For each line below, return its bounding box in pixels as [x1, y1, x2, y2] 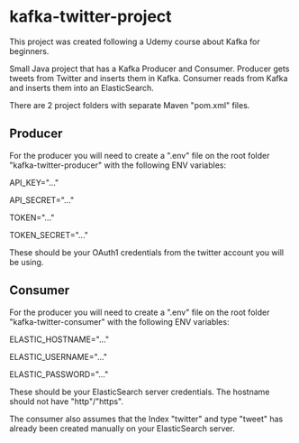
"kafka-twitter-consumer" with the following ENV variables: [9, 316, 230, 327]
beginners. [9, 45, 50, 56]
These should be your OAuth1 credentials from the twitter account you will [9, 246, 285, 258]
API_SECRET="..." [9, 194, 75, 205]
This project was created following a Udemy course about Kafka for [9, 36, 261, 47]
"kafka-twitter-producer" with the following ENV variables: [9, 160, 227, 171]
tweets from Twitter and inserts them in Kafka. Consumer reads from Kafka [9, 72, 288, 83]
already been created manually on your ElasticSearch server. [9, 422, 236, 434]
